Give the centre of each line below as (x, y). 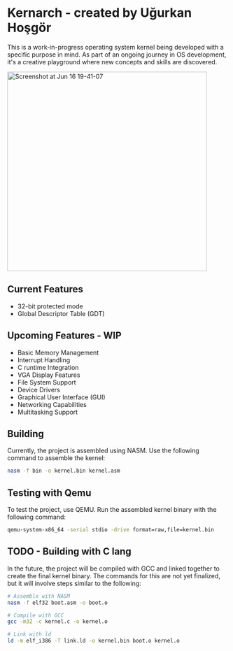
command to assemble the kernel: (56, 458)
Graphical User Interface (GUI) (62, 397)
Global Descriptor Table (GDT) (61, 313)
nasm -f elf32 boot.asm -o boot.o (58, 603)
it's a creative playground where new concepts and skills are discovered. (112, 62)
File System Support (47, 382)
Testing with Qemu (49, 493)
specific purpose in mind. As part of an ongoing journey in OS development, (117, 55)
